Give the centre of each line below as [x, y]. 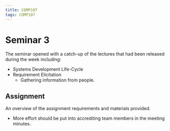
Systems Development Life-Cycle [48, 69]
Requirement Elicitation [37, 75]
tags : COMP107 [20, 15]
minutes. [22, 124]
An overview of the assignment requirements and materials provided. [78, 109]
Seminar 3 [27, 40]
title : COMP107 [21, 10]
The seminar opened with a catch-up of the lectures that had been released [85, 54]
